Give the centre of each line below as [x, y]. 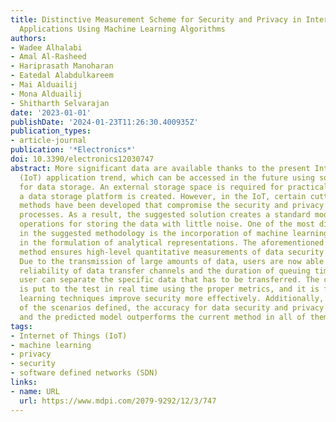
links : [24, 382]
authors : [28, 38]
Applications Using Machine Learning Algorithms [122, 29]
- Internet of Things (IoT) [69, 336]
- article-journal [48, 141]
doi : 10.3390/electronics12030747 [82, 159]
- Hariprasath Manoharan [62, 66]
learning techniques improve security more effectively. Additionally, [172, 299]
